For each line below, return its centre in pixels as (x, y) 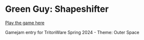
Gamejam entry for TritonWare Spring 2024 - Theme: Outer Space (72, 32)
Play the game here (25, 23)
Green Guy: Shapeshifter (57, 9)
